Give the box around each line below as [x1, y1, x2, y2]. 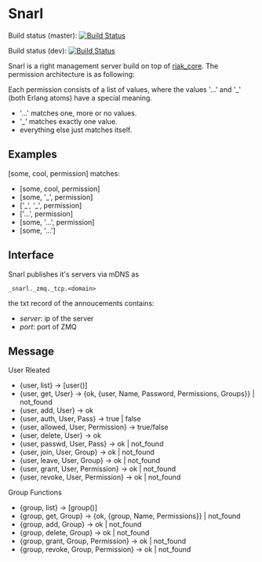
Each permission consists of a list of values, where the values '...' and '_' [8, 84, 242, 94]
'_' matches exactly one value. [19, 116, 118, 126]
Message [8, 344, 55, 358]
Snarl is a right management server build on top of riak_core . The [8, 61, 219, 71]
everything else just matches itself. [19, 125, 133, 134]
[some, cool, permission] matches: [8, 168, 120, 178]
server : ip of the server [19, 314, 94, 323]
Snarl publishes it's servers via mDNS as [8, 269, 140, 279]
